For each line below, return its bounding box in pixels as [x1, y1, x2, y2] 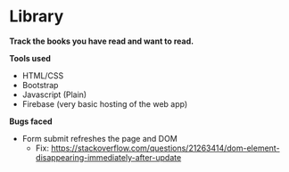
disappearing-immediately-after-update [35, 152, 182, 162]
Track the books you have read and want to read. [9, 36, 194, 46]
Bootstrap [21, 79, 59, 90]
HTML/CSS [21, 70, 64, 81]
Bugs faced [9, 116, 53, 127]
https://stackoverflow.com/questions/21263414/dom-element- [50, 143, 280, 153]
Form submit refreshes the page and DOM [21, 133, 178, 143]
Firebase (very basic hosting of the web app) [21, 98, 188, 109]
